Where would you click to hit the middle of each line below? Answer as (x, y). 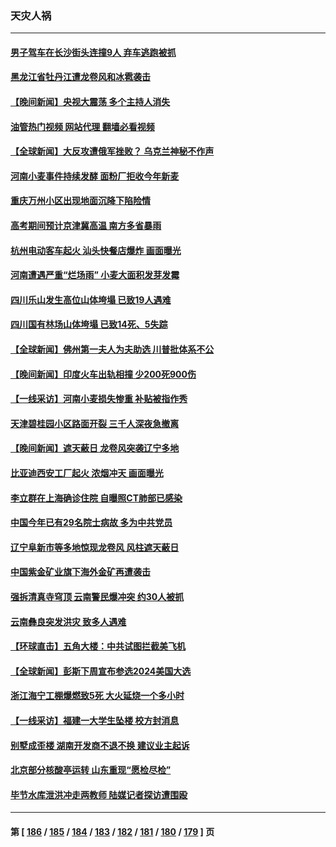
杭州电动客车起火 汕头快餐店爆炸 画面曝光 (96, 250)
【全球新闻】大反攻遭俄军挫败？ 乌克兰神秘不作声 (112, 151)
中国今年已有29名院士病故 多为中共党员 (91, 523)
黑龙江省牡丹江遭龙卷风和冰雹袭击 (80, 77)
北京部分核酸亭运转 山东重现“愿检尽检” (91, 770)
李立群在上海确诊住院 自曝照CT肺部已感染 (96, 498)
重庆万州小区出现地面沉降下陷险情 (80, 201)
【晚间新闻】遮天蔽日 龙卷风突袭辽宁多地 (95, 448)
